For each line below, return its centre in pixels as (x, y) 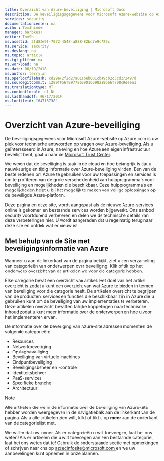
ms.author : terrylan (26, 74)
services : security (25, 19)
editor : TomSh (20, 37)
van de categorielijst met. (31, 423)
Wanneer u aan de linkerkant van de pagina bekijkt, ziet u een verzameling (80, 260)
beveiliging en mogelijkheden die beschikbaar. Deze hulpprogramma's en (79, 185)
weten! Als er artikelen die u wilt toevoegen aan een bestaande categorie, (79, 437)
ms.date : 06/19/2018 (26, 69)
